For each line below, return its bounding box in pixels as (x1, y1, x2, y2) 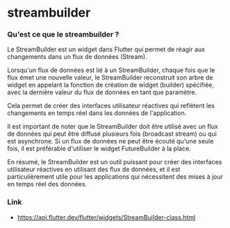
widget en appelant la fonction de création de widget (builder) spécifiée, (7, 81, 214, 89)
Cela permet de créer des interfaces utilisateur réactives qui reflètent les (7, 102, 215, 110)
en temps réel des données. (7, 180, 88, 188)
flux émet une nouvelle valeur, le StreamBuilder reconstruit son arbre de (7, 73, 213, 82)
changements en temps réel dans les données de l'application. (7, 109, 187, 117)
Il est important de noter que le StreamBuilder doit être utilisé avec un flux (7, 123, 218, 131)
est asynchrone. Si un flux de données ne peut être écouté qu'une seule (7, 137, 214, 146)
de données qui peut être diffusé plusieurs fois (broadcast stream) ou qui (7, 130, 217, 138)
